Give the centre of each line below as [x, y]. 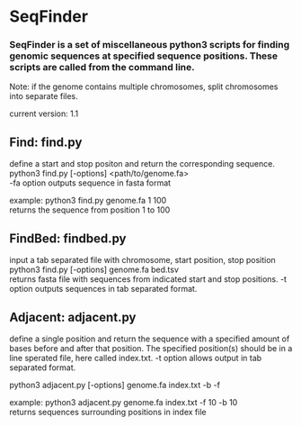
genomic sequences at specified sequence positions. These [144, 56]
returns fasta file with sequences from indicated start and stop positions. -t [148, 279]
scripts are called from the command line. [102, 68]
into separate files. [44, 96]
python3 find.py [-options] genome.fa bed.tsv [94, 270]
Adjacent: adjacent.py [73, 317]
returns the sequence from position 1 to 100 [90, 210]
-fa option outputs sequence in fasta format [90, 183]
